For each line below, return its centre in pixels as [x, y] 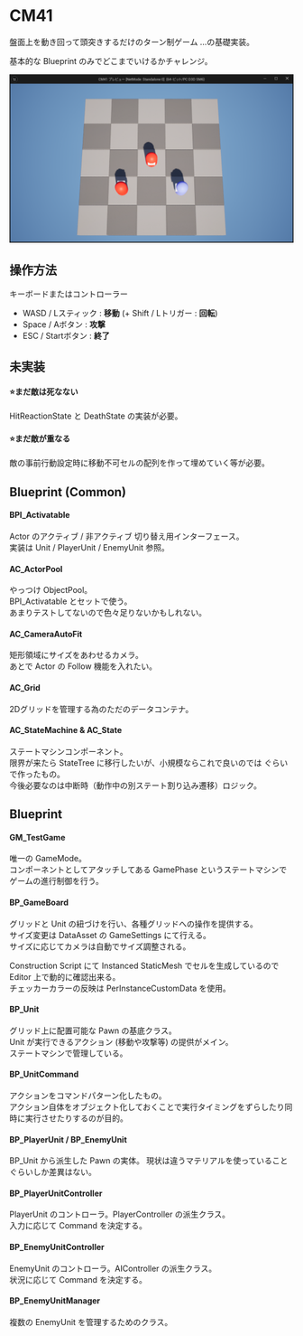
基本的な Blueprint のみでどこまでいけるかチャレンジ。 [111, 61]
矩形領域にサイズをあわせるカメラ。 [77, 655]
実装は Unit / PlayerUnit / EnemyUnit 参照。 [89, 547]
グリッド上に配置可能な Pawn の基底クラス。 [93, 1030]
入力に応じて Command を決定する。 [78, 1226]
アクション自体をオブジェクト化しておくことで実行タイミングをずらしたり [147, 1106]
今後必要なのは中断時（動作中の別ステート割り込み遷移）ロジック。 [135, 785]
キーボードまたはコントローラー [69, 294]
